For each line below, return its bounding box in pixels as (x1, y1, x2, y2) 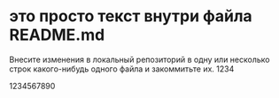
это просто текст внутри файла (9, 6, 252, 26)
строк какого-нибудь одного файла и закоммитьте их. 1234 (9, 64, 235, 74)
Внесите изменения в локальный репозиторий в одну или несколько (9, 54, 270, 64)
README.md (9, 25, 105, 45)
